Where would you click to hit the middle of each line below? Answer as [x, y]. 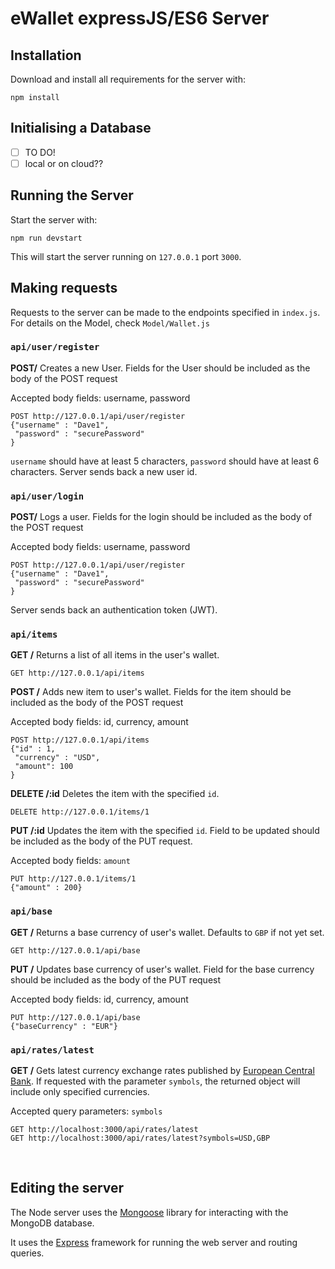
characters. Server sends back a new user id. [104, 471]
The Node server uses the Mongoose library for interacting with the [149, 1212]
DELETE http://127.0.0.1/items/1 [80, 812]
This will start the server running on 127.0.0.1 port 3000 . [126, 256]
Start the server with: [54, 219]
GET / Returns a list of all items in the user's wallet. [115, 655]
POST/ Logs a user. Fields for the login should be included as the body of [161, 517]
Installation [46, 55]
